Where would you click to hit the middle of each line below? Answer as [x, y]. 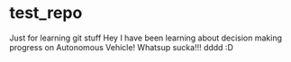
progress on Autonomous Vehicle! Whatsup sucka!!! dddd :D [122, 47]
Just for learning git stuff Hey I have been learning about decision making [145, 38]
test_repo [46, 13]
